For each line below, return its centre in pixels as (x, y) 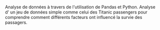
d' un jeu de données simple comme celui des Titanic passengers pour (76, 12)
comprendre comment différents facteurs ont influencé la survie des (74, 17)
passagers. (16, 22)
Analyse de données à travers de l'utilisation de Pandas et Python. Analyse (80, 7)
